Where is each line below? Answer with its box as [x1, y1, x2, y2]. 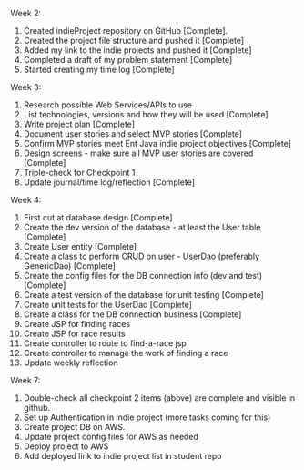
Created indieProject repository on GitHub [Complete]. [23, 26, 228, 36]
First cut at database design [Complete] [23, 212, 173, 222]
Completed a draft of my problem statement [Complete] [23, 55, 233, 65]
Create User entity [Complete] [23, 241, 137, 251]
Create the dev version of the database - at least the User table [23, 222, 261, 232]
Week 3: [10, 82, 42, 92]
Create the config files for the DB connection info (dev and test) [23, 271, 263, 281]
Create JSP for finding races [23, 319, 131, 329]
